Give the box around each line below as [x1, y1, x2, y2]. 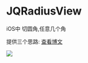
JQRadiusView [6, 4, 82, 18]
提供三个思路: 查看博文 [6, 38, 63, 45]
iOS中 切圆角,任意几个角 [6, 25, 67, 32]
